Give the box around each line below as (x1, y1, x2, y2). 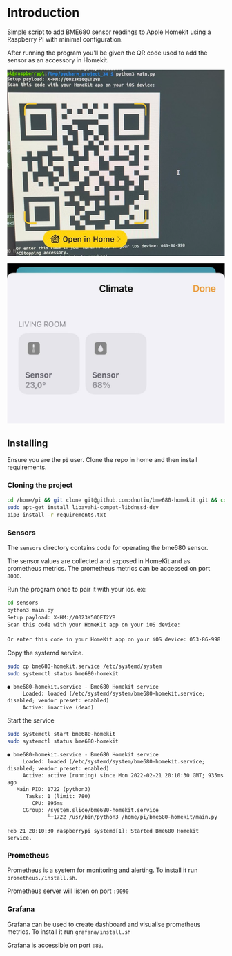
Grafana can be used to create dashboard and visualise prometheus (7, 920, 201, 928)
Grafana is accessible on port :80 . (7, 941, 104, 949)
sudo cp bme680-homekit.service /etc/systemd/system (7, 663, 162, 670)
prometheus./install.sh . (7, 874, 77, 882)
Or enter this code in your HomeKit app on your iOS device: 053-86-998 (7, 636, 221, 643)
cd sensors (7, 599, 39, 607)
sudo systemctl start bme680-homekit (7, 731, 116, 738)
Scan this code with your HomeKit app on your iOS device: (7, 621, 181, 628)
